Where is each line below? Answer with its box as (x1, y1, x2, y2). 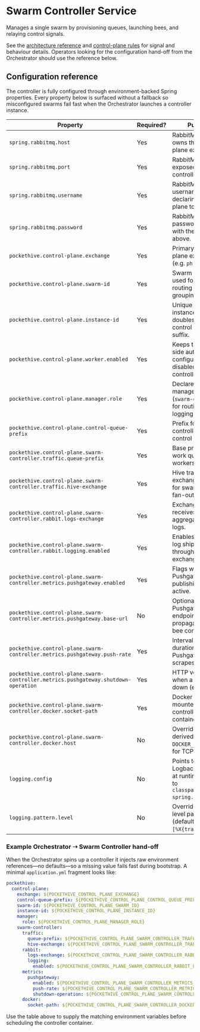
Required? (136, 120, 167, 129)
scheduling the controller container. (6, 1019, 93, 1027)
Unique (172, 300, 193, 309)
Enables (172, 532, 195, 541)
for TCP (172, 747, 194, 755)
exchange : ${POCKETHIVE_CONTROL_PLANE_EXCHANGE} (17, 891, 140, 897)
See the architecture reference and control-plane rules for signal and (6, 42, 175, 49)
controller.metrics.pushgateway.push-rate (9, 651, 132, 658)
